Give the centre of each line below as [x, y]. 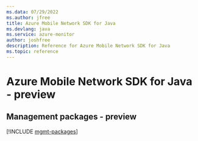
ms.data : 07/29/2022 [33, 12]
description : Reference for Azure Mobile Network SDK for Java [88, 46]
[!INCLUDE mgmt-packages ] [42, 131]
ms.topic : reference [33, 52]
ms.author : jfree [28, 18]
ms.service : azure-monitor [41, 35]
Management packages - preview [72, 117]
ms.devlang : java [28, 29]
